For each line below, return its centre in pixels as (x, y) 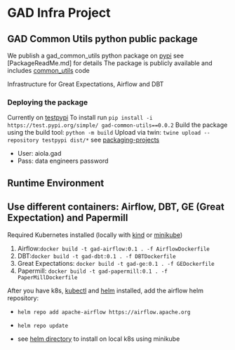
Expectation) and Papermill (68, 218)
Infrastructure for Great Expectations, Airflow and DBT (86, 84)
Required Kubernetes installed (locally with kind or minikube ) (95, 235)
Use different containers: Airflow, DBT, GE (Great (116, 207)
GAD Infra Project (59, 13)
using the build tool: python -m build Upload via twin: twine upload (104, 133)
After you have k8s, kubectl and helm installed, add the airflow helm (105, 290)
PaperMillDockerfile (47, 277)
